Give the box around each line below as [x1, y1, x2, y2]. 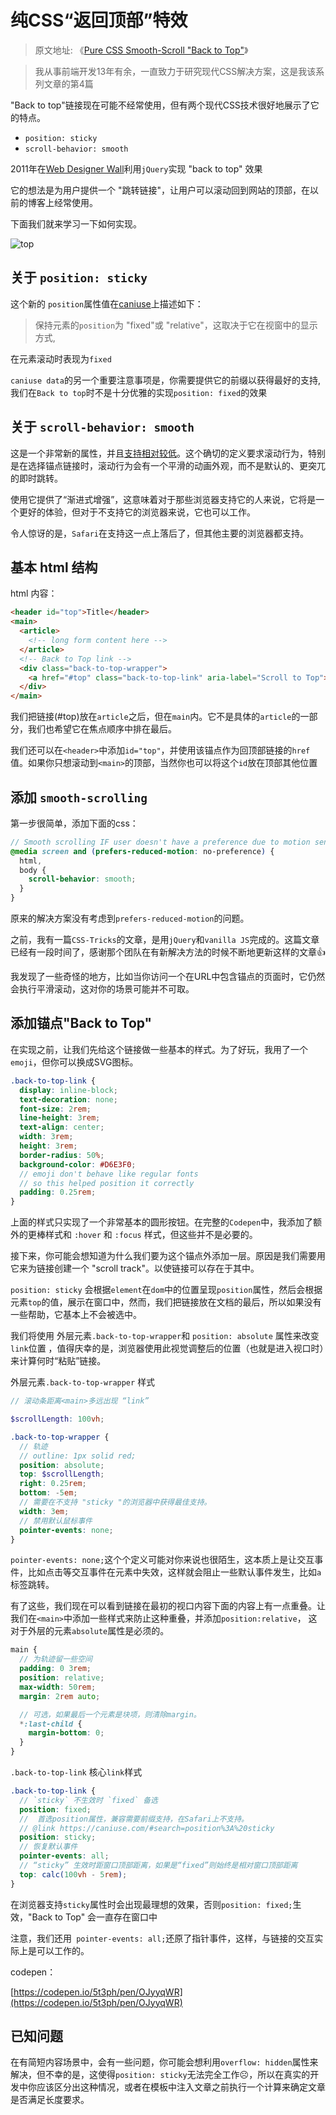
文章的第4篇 [43, 77, 94, 90]
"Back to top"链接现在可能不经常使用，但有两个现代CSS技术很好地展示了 [10, 99, 311, 111]
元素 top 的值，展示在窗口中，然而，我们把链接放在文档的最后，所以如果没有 [10, 1296, 322, 1308]
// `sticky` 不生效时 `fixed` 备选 [19, 1795, 159, 1805]
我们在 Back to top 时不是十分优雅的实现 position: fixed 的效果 [10, 386, 268, 398]
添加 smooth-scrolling [10, 789, 148, 806]
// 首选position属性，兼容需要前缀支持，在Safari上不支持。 [19, 1814, 249, 1824]
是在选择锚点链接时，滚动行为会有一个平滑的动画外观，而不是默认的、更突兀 [10, 459, 326, 471]
